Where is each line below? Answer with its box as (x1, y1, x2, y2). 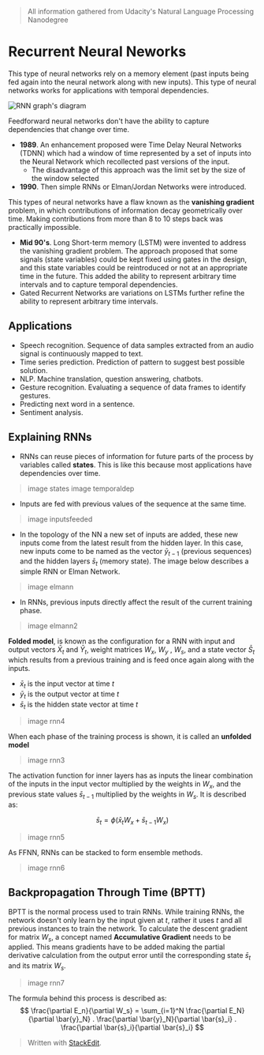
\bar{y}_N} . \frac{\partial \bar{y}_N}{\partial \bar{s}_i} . (55, 1014, 237, 1023)
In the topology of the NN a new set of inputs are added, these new (19, 529, 239, 539)
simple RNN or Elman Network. (19, 567, 121, 576)
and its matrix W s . (8, 961, 66, 972)
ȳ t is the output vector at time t (19, 689, 120, 700)
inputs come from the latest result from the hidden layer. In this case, (19, 537, 244, 548)
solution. (19, 365, 48, 375)
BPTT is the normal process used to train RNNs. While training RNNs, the (8, 906, 245, 916)
